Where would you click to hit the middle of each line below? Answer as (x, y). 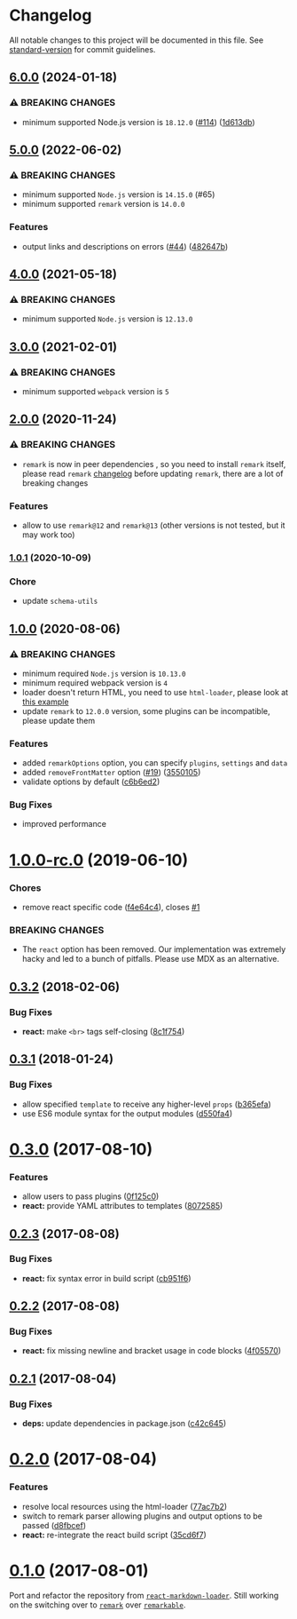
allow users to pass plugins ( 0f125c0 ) (90, 1196)
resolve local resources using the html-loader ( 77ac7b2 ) (125, 1506)
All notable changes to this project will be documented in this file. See (137, 40)
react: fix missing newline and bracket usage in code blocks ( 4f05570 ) (152, 1351)
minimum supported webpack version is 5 (96, 391)
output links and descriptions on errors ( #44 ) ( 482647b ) (125, 246)
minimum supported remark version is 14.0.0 (103, 204)
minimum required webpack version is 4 (95, 683)
